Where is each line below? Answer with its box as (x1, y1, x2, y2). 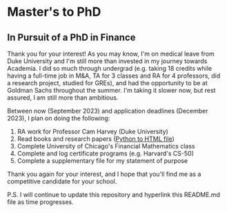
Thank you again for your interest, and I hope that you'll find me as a (7, 170, 201, 178)
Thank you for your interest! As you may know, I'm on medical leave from (7, 49, 215, 58)
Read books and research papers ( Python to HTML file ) (17, 135, 175, 143)
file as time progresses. (7, 198, 74, 206)
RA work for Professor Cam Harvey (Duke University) (17, 128, 169, 135)
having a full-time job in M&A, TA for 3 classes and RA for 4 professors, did (7, 71, 221, 80)
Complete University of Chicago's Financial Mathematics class (17, 142, 195, 150)
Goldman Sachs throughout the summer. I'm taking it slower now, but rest (7, 87, 216, 94)
